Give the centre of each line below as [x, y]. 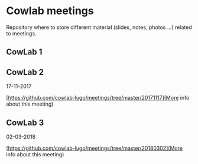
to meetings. [21, 33]
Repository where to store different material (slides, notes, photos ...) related [99, 27]
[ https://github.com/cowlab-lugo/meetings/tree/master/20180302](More [95, 148]
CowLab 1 [24, 52]
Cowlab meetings [50, 11]
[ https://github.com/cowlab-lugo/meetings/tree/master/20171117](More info [98, 98]
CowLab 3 [25, 122]
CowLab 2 [25, 72]
